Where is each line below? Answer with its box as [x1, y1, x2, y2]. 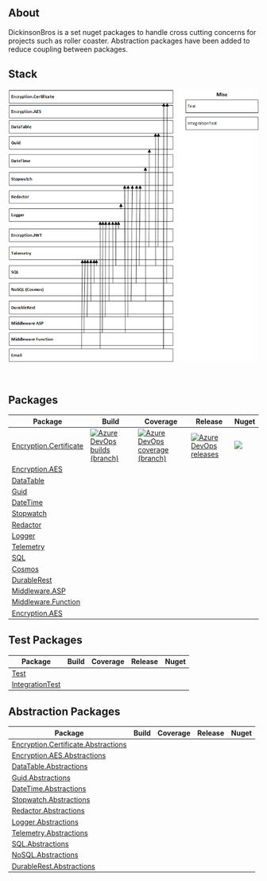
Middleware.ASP [11, 586, 66, 596]
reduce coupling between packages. [8, 44, 129, 54]
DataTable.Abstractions [11, 762, 88, 771]
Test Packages [8, 634, 83, 647]
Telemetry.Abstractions [11, 828, 89, 837]
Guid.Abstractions [11, 773, 71, 782]
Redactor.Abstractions [11, 806, 85, 816]
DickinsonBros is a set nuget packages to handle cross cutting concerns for [8, 27, 257, 37]
